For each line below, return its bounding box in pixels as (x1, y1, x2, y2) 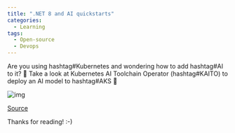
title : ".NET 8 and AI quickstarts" (7, 10, 114, 17)
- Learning (13, 23, 46, 30)
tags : (7, 29, 23, 37)
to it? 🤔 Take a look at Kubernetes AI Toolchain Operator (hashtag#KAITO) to (7, 69, 228, 78)
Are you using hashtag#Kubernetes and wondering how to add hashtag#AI (7, 62, 223, 70)
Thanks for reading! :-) (7, 118, 73, 126)
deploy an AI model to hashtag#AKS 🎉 (7, 77, 118, 85)
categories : (7, 17, 42, 24)
